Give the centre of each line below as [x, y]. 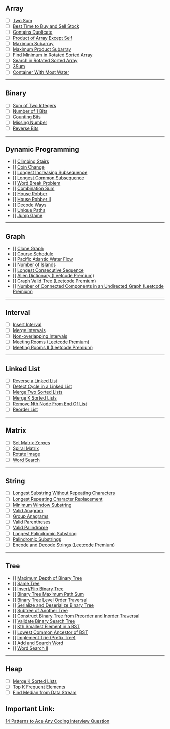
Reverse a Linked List [35, 381]
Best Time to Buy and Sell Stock [46, 26]
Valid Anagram [28, 510]
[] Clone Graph [28, 249]
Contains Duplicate [32, 32]
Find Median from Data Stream [45, 692]
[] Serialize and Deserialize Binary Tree [53, 605]
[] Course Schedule [33, 254]
